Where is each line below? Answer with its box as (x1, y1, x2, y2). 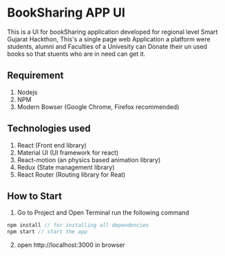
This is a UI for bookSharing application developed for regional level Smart (7, 28, 218, 36)
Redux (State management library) (17, 163, 115, 171)
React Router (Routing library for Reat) (17, 170, 126, 179)
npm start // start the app (7, 228, 88, 235)
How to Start (7, 190, 62, 201)
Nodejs (17, 88, 38, 96)
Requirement (7, 70, 64, 81)
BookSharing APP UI (7, 5, 126, 21)
